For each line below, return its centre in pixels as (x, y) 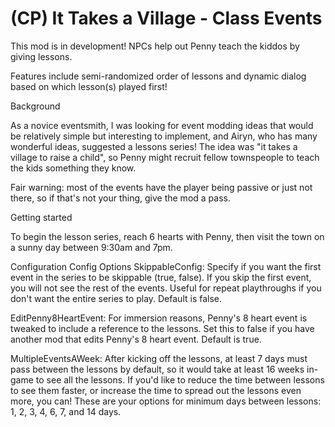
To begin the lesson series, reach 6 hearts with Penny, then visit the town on (167, 236)
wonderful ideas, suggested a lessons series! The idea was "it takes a (154, 146)
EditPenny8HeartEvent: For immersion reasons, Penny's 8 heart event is (159, 318)
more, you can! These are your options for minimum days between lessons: (166, 401)
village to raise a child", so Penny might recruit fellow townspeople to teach (165, 157)
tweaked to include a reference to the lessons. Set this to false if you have (162, 328)
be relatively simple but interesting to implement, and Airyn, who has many (164, 136)
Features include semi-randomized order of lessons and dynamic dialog (158, 76)
